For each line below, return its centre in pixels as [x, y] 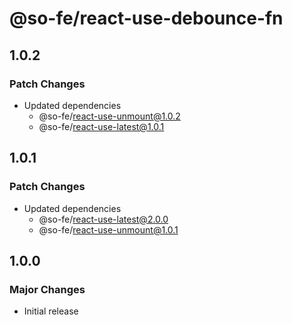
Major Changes [47, 289]
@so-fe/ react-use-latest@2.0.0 [103, 219]
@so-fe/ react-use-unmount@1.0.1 [108, 229]
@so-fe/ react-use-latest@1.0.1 [101, 126]
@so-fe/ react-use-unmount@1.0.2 [109, 116]
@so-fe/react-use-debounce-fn [146, 18]
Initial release [51, 311]
